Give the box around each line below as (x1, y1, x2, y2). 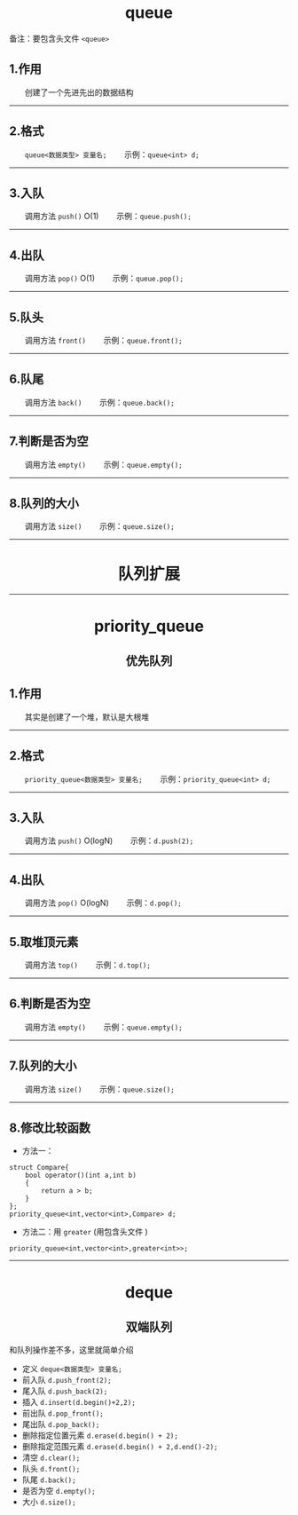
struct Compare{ (9, 1164, 69, 1172)
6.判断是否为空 (9, 997, 91, 1012)
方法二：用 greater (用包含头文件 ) (21, 1227, 148, 1237)
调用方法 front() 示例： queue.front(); (25, 335, 184, 345)
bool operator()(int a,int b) (25, 1171, 137, 1180)
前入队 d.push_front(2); (21, 1375, 113, 1385)
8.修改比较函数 (9, 1121, 91, 1136)
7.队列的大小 (9, 1059, 77, 1074)
